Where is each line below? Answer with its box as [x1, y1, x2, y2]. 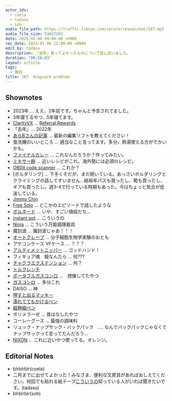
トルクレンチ [12, 266, 40, 272]
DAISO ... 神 [12, 285, 38, 292]
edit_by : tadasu [5, 46, 40, 51]
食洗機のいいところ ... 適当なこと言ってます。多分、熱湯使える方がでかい [12, 139, 167, 145]
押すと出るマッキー [12, 292, 54, 298]
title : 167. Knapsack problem [5, 74, 70, 80]
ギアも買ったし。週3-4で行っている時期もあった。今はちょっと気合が [12, 183, 160, 190]
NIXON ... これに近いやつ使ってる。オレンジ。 [12, 337, 110, 343]
